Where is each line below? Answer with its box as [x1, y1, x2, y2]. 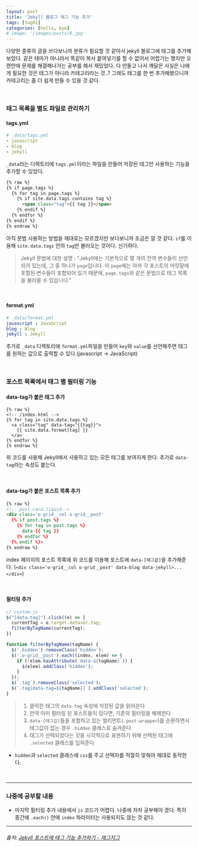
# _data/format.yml [6, 315, 54, 321]
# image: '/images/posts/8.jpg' [6, 31, 85, 37]
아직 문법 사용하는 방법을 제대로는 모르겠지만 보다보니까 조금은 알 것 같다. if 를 [6, 234, 186, 241]
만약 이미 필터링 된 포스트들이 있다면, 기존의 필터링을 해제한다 [29, 709, 171, 716]
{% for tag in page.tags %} [11, 190, 81, 196]
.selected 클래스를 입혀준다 [29, 739, 94, 746]
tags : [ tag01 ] [6, 19, 41, 25]
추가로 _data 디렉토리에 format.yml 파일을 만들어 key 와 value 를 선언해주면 [6, 343, 177, 350]
